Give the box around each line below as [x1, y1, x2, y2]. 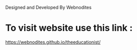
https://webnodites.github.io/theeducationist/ [5, 39, 101, 45]
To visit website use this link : [5, 22, 133, 34]
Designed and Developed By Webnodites [5, 5, 92, 10]
